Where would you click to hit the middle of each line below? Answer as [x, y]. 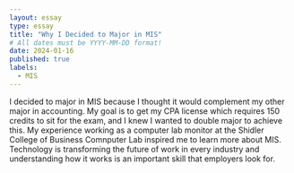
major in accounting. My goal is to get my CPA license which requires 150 [145, 111]
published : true [39, 59]
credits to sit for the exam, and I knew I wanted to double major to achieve [146, 120]
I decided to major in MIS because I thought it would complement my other [147, 101]
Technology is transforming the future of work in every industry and [134, 149]
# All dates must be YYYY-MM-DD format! [86, 43]
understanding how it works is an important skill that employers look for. [143, 159]
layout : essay [36, 17]
